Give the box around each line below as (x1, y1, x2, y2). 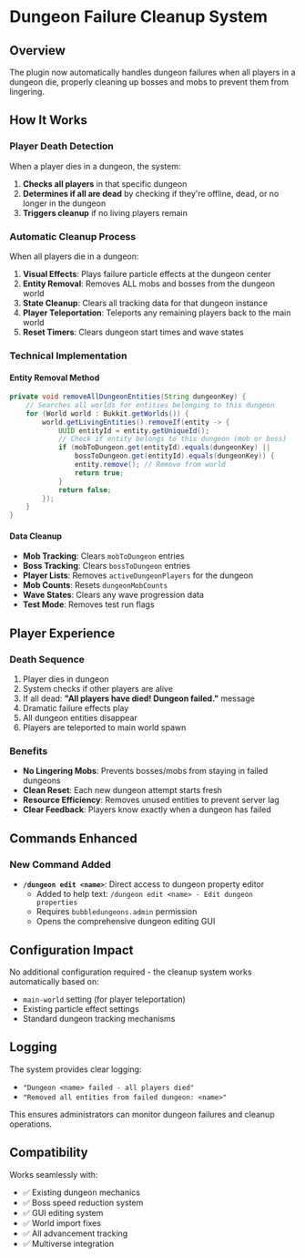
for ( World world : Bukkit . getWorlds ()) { (25, 408, 189, 418)
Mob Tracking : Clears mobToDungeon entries (22, 551, 185, 562)
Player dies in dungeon (22, 674, 109, 685)
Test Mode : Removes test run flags (22, 599, 155, 610)
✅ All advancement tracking (22, 1228, 128, 1239)
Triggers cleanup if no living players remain (22, 207, 188, 218)
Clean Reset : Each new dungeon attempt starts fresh (22, 785, 223, 796)
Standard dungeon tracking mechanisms (22, 1013, 176, 1024)
